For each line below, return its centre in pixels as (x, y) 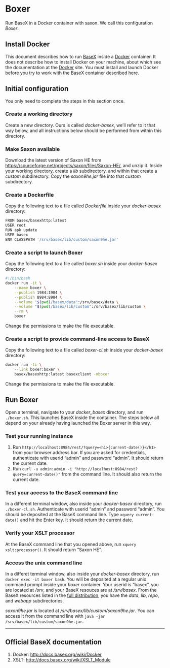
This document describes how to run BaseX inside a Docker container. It (80, 56)
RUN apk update (21, 230)
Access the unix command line (44, 563)
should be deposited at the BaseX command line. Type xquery (70, 515)
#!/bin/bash (18, 278)
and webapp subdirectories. (35, 600)
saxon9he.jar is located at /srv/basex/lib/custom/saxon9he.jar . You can (80, 611)
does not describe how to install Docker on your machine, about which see (83, 62)
